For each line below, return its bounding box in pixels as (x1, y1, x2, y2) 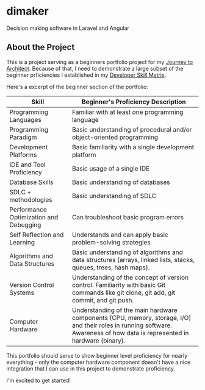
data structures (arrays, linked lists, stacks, (72, 255, 195, 264)
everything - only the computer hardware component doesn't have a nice (6, 358, 191, 366)
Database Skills (9, 178, 54, 186)
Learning (9, 238, 35, 246)
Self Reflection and (9, 230, 64, 239)
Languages (9, 115, 41, 124)
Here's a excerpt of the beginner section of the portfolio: (6, 83, 148, 90)
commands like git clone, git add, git (72, 288, 176, 297)
